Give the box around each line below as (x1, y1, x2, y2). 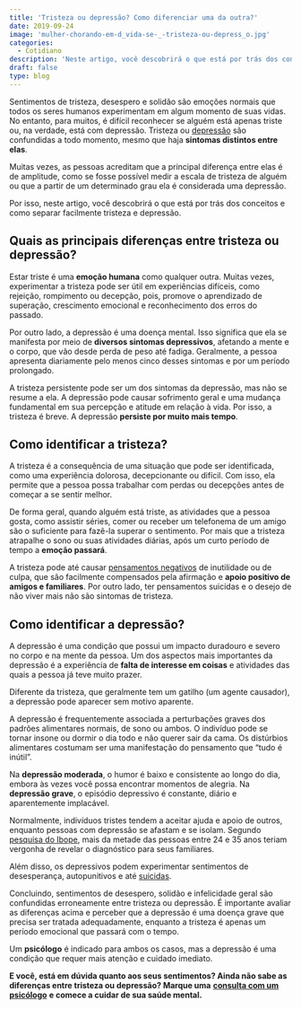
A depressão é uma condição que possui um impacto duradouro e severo (9, 641, 280, 652)
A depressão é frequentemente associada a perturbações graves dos (9, 714, 266, 724)
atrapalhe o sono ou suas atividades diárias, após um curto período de (9, 535, 271, 546)
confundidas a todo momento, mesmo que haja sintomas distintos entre (9, 134, 279, 145)
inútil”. (9, 751, 33, 763)
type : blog (9, 72, 50, 81)
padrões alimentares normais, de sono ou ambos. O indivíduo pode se (9, 724, 269, 734)
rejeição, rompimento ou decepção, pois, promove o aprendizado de (9, 290, 262, 301)
